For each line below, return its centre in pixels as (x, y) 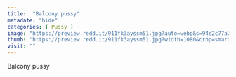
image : (17, 33)
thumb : (17, 40)
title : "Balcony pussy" (44, 14)
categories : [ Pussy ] (40, 27)
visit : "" (22, 46)
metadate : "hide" (33, 20)
